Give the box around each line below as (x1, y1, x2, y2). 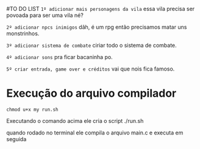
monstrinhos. (6, 30, 40, 37)
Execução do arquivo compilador (6, 86, 177, 100)
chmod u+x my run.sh (6, 106, 59, 113)
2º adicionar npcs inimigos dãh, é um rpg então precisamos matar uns (6, 24, 187, 30)
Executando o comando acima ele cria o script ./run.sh (6, 117, 144, 124)
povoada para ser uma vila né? (6, 12, 84, 19)
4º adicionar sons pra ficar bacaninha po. (6, 54, 113, 60)
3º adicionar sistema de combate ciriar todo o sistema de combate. (6, 42, 177, 49)
